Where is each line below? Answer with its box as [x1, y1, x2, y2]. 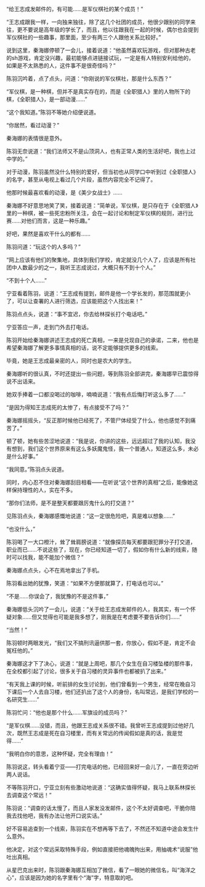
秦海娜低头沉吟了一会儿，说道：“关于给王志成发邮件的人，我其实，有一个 [6, 606, 191, 613]
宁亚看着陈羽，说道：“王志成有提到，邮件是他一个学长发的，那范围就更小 [6, 290, 191, 297]
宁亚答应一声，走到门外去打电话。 [6, 324, 92, 330]
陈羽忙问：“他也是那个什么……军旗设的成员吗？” [6, 709, 128, 716]
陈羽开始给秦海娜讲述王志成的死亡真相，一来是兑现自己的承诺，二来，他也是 [6, 336, 199, 344]
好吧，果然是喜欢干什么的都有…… [6, 230, 91, 237]
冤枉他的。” [6, 647, 34, 654]
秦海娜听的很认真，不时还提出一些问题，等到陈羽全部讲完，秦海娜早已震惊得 [6, 370, 199, 377]
